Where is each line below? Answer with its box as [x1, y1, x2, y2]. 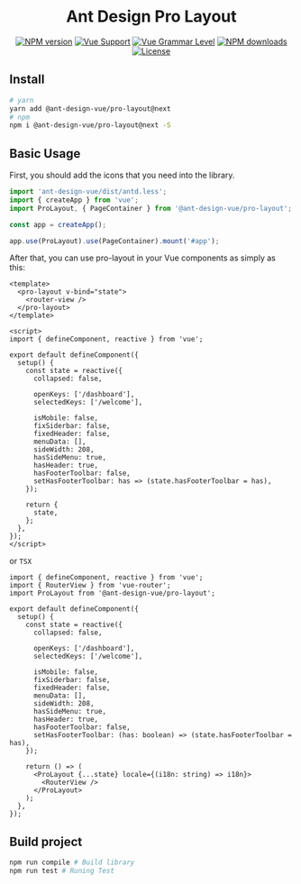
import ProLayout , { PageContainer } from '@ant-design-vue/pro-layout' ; [9, 204, 293, 213]
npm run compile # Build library [9, 858, 135, 867]
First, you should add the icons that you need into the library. [9, 169, 235, 181]
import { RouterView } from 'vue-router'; [9, 581, 171, 590]
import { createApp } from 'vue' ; [9, 196, 140, 205]
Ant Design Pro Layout [66, 6, 237, 27]
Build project [9, 834, 83, 849]
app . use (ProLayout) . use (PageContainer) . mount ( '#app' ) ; [9, 236, 220, 245]
